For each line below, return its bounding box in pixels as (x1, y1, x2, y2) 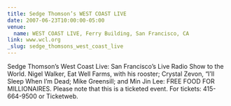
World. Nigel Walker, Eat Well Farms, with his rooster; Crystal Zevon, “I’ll (7, 69, 215, 78)
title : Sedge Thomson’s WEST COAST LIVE (7, 10, 127, 18)
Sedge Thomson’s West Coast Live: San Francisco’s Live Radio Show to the (7, 62, 224, 70)
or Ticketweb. (38, 92, 78, 100)
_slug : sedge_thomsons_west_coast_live (7, 43, 124, 50)
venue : (7, 23, 27, 30)
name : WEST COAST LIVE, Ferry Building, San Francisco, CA (13, 29, 190, 37)
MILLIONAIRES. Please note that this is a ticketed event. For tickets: (7, 85, 202, 93)
